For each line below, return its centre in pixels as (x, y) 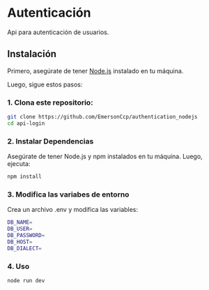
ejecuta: (19, 164)
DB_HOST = (20, 242)
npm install (24, 177)
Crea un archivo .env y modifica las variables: (72, 210)
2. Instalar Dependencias (51, 141)
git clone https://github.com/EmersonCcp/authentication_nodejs (102, 117)
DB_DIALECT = (24, 248)
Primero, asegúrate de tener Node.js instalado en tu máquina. (95, 70)
